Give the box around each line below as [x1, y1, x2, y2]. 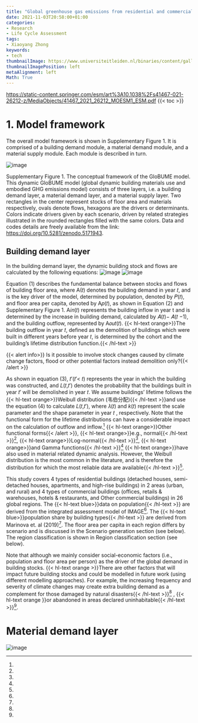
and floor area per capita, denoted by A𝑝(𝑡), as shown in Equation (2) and [6, 299, 184, 306]
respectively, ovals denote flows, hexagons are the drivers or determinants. [6, 205, 189, 212]
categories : [6, 20, 35, 25]
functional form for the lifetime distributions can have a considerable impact [6, 415, 190, 423]
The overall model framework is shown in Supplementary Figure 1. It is [6, 137, 177, 145]
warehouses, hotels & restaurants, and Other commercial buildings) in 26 [6, 494, 183, 501]
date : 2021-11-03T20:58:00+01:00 [6, 14, 88, 20]
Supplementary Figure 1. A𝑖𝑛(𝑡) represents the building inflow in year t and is [6, 306, 190, 314]
